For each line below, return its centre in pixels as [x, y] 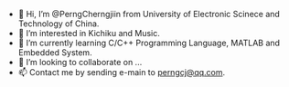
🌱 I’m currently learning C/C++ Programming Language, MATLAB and [149, 43]
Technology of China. [59, 24]
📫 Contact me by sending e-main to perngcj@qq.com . [122, 72]
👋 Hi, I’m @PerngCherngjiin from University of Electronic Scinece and [149, 14]
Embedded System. [55, 53]
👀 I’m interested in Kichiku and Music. [89, 33]
